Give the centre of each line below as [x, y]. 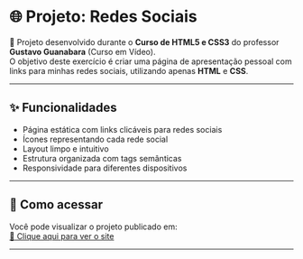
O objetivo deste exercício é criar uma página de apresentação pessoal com [151, 61]
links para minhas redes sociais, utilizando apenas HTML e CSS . [129, 70]
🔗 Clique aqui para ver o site [62, 236]
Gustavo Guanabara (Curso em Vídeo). [83, 51]
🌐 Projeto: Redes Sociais [103, 17]
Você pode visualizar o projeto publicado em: [93, 227]
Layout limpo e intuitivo [66, 148]
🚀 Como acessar [56, 205]
